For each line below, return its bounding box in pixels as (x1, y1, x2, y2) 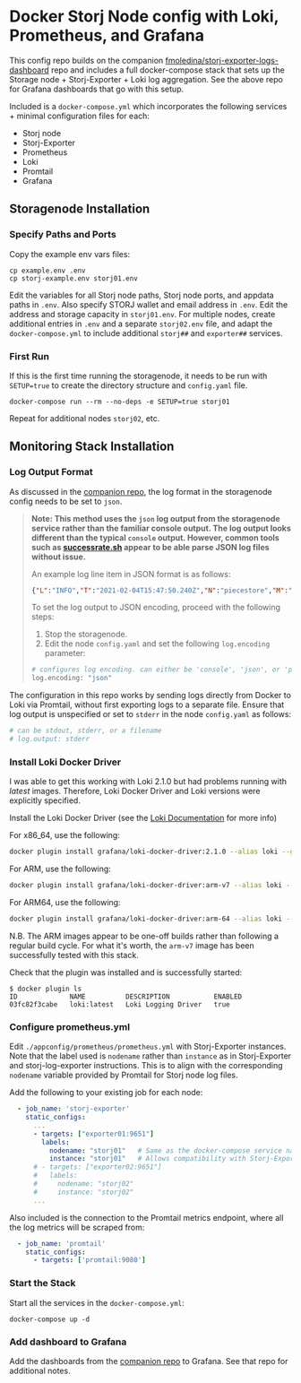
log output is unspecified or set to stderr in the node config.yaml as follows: (9, 709, 292, 720)
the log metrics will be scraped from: (9, 1222, 145, 1232)
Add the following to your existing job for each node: (9, 1087, 203, 1098)
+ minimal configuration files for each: (9, 110, 150, 121)
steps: (30, 611, 55, 622)
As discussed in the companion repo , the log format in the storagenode (9, 486, 272, 497)
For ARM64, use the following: (9, 897, 121, 908)
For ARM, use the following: (9, 863, 112, 875)
